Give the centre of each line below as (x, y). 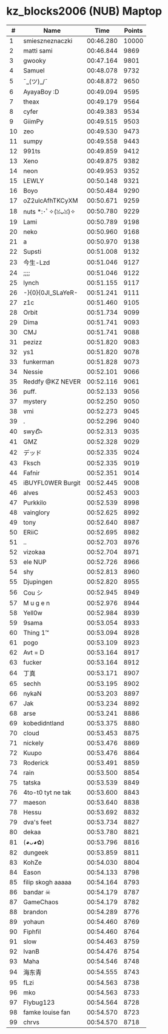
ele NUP (35, 562)
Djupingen (38, 581)
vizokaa (34, 552)
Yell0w (33, 613)
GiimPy (33, 121)
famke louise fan (47, 1012)
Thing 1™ (36, 632)
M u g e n (37, 603)
